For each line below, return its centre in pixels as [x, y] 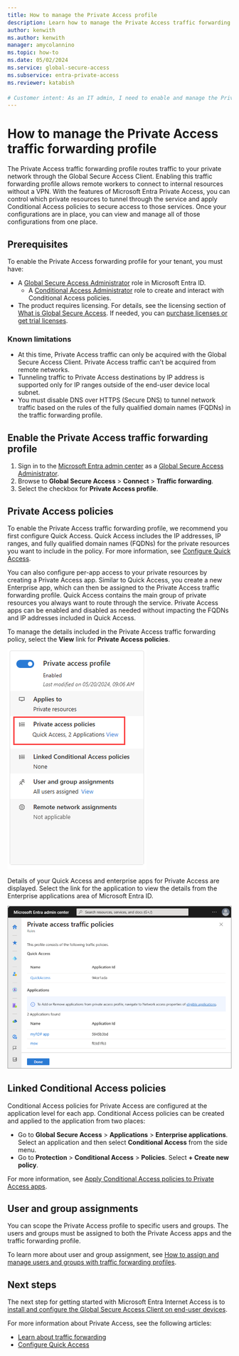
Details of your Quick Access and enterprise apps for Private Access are [113, 880]
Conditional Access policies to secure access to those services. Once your [117, 207]
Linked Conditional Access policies [87, 1088]
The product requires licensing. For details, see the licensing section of [122, 305]
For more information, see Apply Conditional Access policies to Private [111, 1178]
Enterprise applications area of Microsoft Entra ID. [80, 895]
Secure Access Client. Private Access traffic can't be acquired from [117, 362]
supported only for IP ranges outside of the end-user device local [113, 385]
